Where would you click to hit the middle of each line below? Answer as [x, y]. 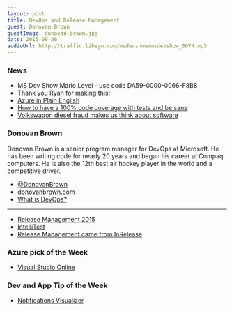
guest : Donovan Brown [39, 26]
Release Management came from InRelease [80, 234]
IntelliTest [31, 227]
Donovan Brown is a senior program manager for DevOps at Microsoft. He [113, 149]
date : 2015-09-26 [32, 40]
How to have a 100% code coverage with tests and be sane [102, 108]
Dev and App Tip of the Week [57, 285]
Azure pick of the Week [48, 252]
